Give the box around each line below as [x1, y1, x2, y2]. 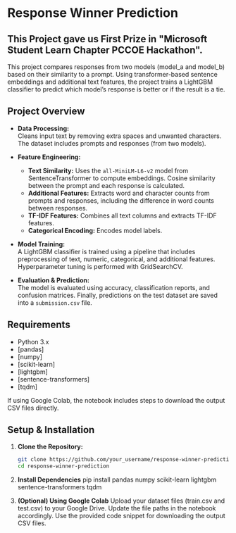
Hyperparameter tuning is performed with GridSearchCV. [17, 262, 183, 270]
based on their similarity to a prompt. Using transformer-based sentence [7, 70, 218, 78]
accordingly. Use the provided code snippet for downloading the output [17, 512, 225, 520]
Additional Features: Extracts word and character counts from [27, 189, 210, 197]
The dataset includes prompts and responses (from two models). [17, 139, 206, 147]
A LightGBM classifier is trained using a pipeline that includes [17, 247, 196, 256]
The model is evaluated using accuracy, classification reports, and [17, 283, 210, 291]
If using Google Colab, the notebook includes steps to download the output [7, 396, 225, 404]
